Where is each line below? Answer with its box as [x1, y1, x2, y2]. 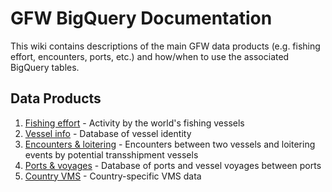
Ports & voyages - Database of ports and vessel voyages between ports [24, 159, 322, 171]
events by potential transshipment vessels [24, 148, 199, 161]
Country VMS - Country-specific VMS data [24, 170, 202, 182]
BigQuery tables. [10, 61, 80, 73]
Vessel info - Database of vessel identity [24, 127, 192, 139]
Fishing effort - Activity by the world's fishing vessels [24, 117, 245, 129]
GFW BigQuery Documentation [10, 7, 273, 30]
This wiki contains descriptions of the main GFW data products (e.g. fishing [10, 40, 321, 52]
